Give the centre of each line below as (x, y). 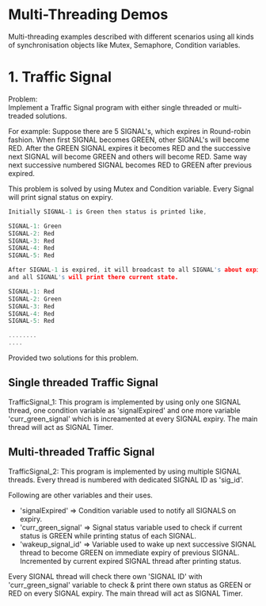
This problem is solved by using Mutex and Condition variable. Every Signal (131, 189)
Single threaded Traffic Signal (83, 383)
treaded (21, 116)
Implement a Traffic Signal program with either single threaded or (115, 107)
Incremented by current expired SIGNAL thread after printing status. (130, 561)
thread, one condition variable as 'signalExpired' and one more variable (124, 410)
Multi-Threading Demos (88, 15)
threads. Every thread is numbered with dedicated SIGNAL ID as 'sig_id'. (126, 479)
